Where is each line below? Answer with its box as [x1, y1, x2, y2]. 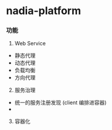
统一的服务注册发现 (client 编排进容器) [14, 99, 107, 106]
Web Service [14, 40, 46, 47]
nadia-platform [6, 4, 81, 18]
